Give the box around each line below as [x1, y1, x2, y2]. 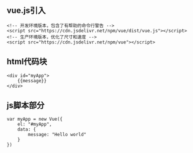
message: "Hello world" [28, 132, 86, 138]
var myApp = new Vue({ [7, 117, 63, 122]
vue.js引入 [7, 5, 46, 16]
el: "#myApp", [17, 121, 52, 128]
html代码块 [7, 56, 47, 66]
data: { [17, 127, 36, 132]
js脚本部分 [7, 101, 45, 111]
